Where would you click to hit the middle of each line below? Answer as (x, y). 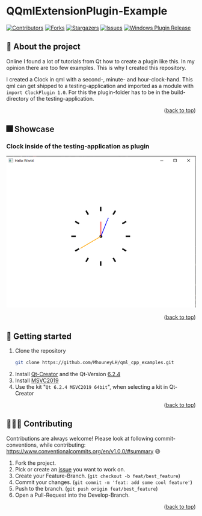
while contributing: (63, 445)
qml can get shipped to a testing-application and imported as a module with (100, 86)
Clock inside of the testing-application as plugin (78, 146)
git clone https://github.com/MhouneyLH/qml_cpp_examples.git (94, 363)
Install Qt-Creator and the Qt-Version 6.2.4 (68, 374)
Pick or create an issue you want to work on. (70, 469)
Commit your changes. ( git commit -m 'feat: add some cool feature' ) (103, 482)
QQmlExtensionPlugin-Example (87, 11)
